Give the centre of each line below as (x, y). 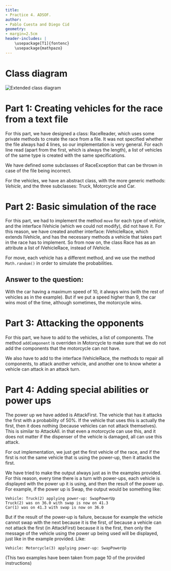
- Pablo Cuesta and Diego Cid (38, 24)
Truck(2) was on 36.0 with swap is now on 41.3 (57, 503)
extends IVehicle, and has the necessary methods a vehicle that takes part (83, 237)
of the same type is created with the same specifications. (66, 155)
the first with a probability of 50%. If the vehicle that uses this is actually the (85, 420)
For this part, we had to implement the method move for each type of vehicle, (86, 221)
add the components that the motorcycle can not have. (63, 348)
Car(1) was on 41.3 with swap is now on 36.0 (54, 507)
